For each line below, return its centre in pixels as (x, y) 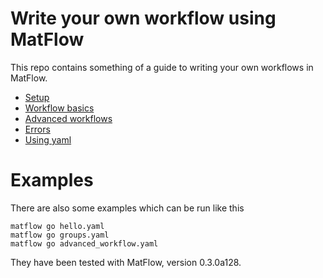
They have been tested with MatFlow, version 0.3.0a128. (126, 262)
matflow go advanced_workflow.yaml (84, 243)
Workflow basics (59, 108)
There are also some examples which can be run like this (127, 208)
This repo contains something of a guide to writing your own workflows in (162, 67)
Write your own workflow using (143, 18)
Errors (37, 129)
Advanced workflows (68, 118)
